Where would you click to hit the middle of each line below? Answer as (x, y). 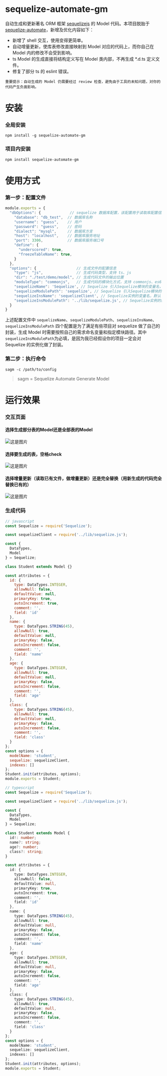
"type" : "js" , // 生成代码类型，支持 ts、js (73, 273)
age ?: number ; (24, 847)
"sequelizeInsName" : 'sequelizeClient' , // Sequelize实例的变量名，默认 (87, 296)
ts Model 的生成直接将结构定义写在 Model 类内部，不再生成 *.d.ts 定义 (84, 59)
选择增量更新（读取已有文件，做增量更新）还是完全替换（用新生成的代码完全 (83, 478)
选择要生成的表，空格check (34, 454)
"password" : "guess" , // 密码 (48, 227)
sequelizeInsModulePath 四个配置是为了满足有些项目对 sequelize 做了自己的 (83, 326)
